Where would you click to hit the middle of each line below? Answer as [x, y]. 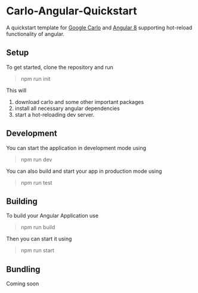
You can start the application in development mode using [76, 148]
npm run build [38, 227]
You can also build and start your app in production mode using [84, 171]
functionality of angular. [35, 33]
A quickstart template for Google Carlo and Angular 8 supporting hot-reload [99, 28]
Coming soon [23, 284]
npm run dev [36, 159]
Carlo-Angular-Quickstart [72, 11]
